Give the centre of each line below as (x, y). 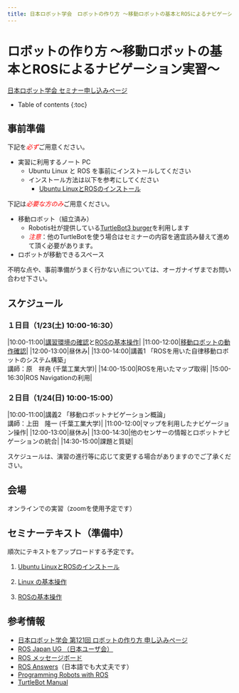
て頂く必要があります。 (63, 245)
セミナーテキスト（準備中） (68, 533)
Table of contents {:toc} (52, 105)
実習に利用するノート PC (54, 162)
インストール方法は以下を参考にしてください (94, 180)
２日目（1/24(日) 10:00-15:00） (62, 398)
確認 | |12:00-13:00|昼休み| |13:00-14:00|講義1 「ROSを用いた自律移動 (115, 351)
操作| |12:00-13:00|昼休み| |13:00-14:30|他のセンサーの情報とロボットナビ (122, 433)
